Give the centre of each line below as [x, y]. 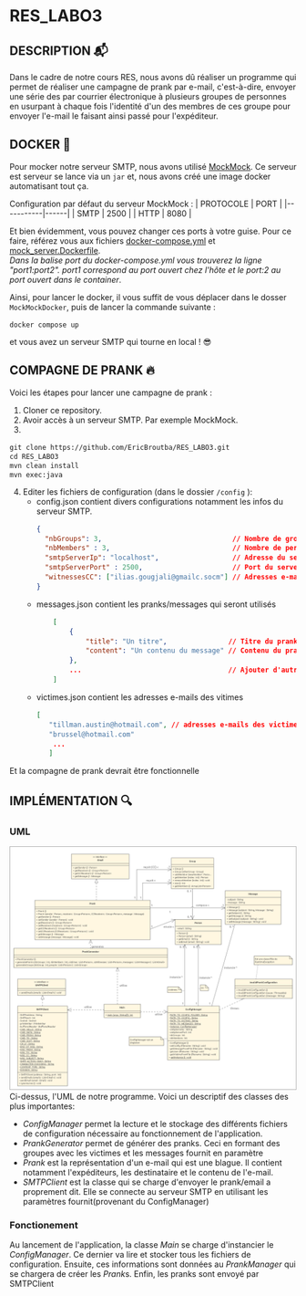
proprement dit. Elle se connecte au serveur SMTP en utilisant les [145, 1192]
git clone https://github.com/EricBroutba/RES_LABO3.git [120, 447]
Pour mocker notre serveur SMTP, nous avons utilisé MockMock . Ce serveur [153, 166]
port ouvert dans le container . [66, 279]
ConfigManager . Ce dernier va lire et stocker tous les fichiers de [130, 1255]
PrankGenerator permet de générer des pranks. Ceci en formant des [151, 1144]
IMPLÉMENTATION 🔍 [71, 801]
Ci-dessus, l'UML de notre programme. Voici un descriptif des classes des [149, 1097]
